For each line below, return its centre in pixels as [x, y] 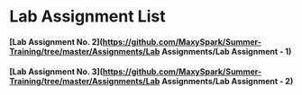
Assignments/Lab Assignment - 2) [228, 82]
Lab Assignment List [87, 17]
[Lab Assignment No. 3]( [56, 72]
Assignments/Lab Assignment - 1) [227, 51]
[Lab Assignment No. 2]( [56, 41]
